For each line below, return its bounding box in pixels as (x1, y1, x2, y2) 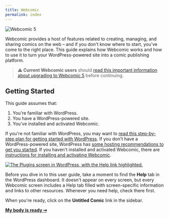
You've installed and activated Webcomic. (12, 121, 100, 127)
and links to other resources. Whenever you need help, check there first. (5, 188, 156, 194)
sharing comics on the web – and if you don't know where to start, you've (5, 41, 157, 47)
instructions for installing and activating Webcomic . (5, 152, 112, 158)
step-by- (137, 131, 156, 137)
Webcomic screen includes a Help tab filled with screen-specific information (5, 182, 164, 188)
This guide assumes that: (5, 100, 57, 106)
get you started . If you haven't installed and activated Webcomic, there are (5, 147, 160, 153)
